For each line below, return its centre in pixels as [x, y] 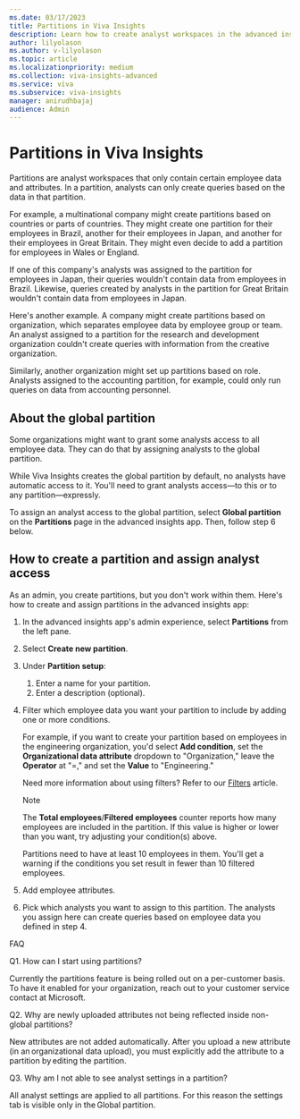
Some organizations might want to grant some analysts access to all [135, 440]
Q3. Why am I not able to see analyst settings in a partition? [118, 1078]
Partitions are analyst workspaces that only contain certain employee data [146, 178]
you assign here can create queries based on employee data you [142, 917]
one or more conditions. [66, 719]
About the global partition [83, 418]
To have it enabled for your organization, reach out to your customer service [150, 988]
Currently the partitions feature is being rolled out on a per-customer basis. [147, 978]
